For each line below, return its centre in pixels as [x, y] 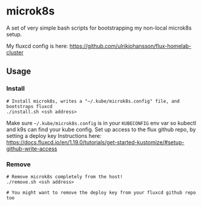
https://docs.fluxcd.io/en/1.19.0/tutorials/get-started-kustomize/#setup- [95, 142]
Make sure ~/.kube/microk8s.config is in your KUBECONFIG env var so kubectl [101, 123]
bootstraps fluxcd [29, 106]
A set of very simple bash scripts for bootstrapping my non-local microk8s [99, 28]
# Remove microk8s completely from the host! [64, 176]
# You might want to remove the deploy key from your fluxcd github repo [101, 192]
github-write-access [32, 149]
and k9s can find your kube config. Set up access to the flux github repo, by [101, 129]
